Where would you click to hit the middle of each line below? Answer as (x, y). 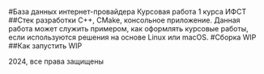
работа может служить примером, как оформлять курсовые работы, (128, 29)
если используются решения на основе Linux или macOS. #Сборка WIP (132, 37)
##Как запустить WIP (45, 46)
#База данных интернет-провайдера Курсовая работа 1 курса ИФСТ (128, 12)
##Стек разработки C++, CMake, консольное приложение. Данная (124, 20)
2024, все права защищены (56, 61)
